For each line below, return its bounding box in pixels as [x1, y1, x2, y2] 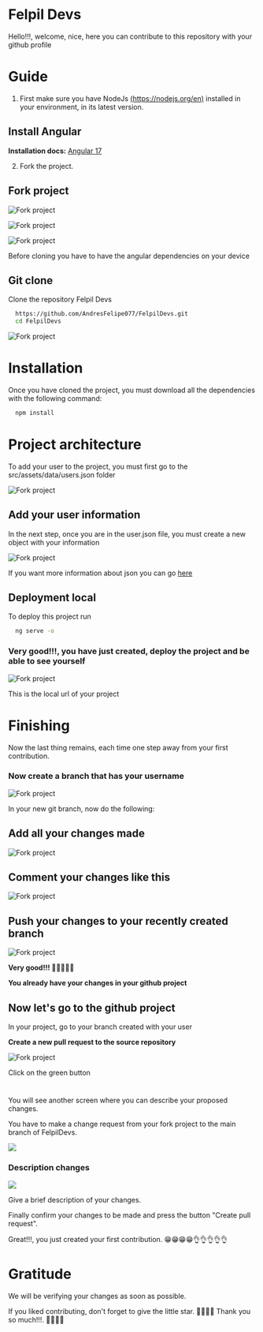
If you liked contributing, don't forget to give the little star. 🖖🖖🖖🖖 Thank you [8, 1306, 251, 1315]
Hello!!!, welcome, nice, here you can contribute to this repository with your [8, 32, 253, 41]
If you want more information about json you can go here [8, 568, 193, 578]
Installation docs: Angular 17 [8, 146, 102, 155]
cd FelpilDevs [15, 317, 61, 325]
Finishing [8, 717, 70, 735]
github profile [8, 39, 52, 49]
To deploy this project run [8, 612, 92, 621]
